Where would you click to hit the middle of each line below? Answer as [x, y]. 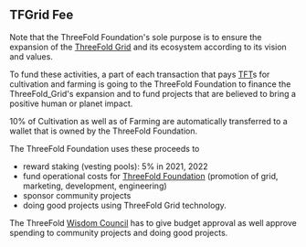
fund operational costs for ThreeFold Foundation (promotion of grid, [150, 176]
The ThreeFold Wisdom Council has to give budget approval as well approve [153, 222]
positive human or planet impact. [71, 103]
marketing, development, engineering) [95, 186]
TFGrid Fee [42, 15]
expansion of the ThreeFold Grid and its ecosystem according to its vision [148, 47]
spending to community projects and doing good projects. [119, 232]
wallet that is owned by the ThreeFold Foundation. [104, 131]
